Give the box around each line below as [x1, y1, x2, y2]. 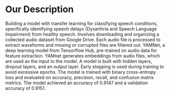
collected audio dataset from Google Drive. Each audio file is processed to [5, 37, 161, 43]
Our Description [5, 4, 74, 15]
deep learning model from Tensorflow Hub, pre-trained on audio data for [5, 47, 157, 53]
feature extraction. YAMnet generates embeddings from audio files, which [5, 52, 160, 59]
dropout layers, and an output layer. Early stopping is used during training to [5, 63, 164, 70]
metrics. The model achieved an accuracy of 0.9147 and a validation [5, 80, 148, 86]
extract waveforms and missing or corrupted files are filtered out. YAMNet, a [5, 42, 165, 48]
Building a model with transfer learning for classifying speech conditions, [5, 20, 158, 26]
